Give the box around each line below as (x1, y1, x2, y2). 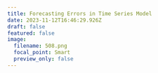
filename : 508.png (13, 42, 68, 49)
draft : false (7, 23, 46, 30)
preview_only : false (13, 56, 74, 63)
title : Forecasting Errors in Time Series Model (7, 10, 152, 17)
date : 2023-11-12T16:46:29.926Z (7, 17, 102, 24)
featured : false (7, 29, 55, 37)
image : (7, 36, 27, 43)
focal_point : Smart (13, 49, 71, 56)
